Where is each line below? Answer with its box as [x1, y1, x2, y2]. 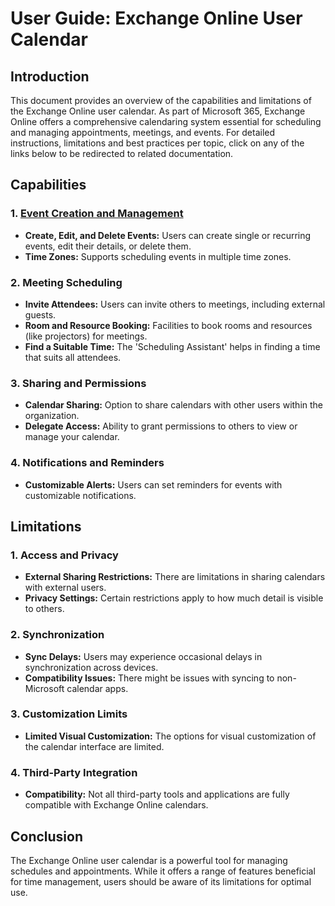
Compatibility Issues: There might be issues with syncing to [24, 672, 275, 684]
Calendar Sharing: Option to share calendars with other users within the [24, 399, 324, 411]
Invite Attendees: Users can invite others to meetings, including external [24, 298, 326, 310]
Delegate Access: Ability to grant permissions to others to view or [24, 420, 298, 432]
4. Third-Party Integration [10, 765, 138, 779]
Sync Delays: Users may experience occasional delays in [24, 650, 263, 662]
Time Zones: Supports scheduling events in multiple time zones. [24, 250, 292, 262]
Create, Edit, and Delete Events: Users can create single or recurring [24, 229, 312, 241]
